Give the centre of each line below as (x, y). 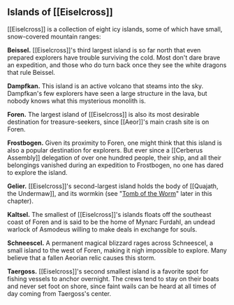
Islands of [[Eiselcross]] (60, 12)
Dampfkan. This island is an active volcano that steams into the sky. (105, 86)
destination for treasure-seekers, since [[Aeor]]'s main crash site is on (108, 122)
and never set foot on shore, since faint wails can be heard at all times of (112, 286)
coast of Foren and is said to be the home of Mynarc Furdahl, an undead (111, 222)
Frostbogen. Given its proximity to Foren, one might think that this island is (115, 143)
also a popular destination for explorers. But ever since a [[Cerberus (105, 150)
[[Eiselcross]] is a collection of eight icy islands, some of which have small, (115, 29)
